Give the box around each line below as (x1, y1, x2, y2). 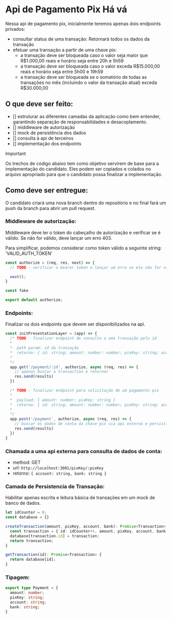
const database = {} (5, 515, 50, 520)
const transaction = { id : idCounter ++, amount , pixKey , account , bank (10, 528, 166, 533)
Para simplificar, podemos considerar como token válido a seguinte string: (5, 245, 162, 251)
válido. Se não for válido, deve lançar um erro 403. (5, 234, 113, 241)
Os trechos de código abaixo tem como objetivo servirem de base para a (5, 160, 159, 166)
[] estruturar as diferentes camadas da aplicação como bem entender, (12, 113, 161, 119)
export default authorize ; (5, 297, 63, 303)
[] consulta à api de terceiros (12, 135, 74, 141)
